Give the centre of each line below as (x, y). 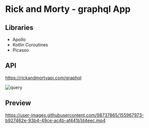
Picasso (20, 50)
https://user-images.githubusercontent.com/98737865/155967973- (74, 115)
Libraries (19, 28)
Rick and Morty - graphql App (68, 9)
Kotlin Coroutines (30, 45)
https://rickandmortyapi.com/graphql (43, 78)
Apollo (19, 39)
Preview (18, 103)
